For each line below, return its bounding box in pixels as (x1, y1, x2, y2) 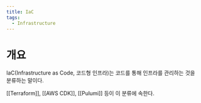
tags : (6, 15, 20, 21)
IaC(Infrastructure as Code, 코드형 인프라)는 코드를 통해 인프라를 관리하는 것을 (6, 69, 196, 76)
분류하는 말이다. (6, 77, 44, 84)
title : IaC (6, 8, 34, 15)
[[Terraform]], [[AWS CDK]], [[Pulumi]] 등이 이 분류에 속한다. (6, 90, 155, 97)
